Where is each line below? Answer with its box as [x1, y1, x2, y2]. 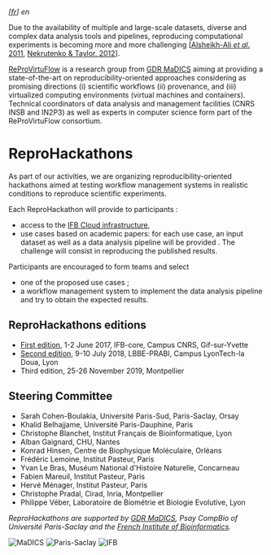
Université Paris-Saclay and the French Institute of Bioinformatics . [8, 522, 232, 531]
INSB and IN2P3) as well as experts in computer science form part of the [8, 107, 252, 117]
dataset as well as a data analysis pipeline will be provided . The [20, 237, 236, 247]
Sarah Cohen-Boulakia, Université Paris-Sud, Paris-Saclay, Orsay [20, 410, 239, 421]
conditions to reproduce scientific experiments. [8, 189, 167, 198]
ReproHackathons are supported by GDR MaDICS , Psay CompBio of [8, 513, 238, 522]
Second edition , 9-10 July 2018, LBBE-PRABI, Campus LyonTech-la [20, 349, 245, 358]
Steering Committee [8, 389, 113, 403]
